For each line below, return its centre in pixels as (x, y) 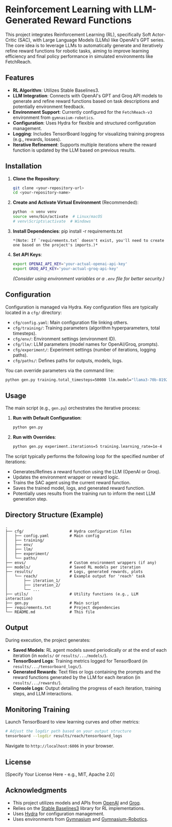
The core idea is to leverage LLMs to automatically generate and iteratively (84, 45)
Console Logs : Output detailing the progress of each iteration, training (87, 688)
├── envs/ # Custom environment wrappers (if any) (81, 563)
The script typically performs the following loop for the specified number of (85, 456)
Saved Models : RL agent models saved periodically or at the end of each (90, 650)
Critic (11, 40)
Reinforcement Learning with (69, 9)
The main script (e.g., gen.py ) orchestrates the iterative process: (73, 408)
